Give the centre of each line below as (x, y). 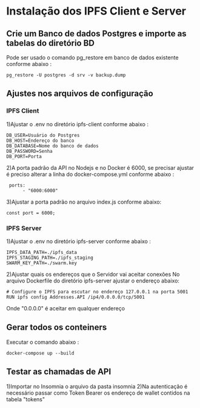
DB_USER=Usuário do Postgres (43, 135)
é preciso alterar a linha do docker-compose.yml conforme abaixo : (90, 174)
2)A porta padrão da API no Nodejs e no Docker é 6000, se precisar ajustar (100, 167)
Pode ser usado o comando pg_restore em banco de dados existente (92, 58)
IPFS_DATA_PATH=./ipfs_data (42, 252)
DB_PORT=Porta (24, 156)
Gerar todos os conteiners (57, 328)
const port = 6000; (31, 213)
